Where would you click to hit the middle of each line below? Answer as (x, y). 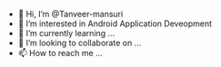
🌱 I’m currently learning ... (66, 33)
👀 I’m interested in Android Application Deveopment (115, 24)
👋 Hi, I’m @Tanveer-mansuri (70, 14)
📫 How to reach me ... (60, 53)
